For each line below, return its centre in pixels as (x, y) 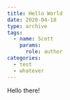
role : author (44, 52)
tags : (15, 33)
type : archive (27, 26)
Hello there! (23, 90)
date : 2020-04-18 (32, 20)
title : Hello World (35, 13)
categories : (24, 58)
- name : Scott (33, 39)
